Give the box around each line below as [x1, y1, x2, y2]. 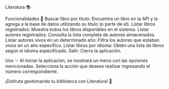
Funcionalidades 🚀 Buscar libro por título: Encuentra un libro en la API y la [5, 16, 158, 22]
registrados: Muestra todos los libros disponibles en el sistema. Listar [5, 27, 149, 32]
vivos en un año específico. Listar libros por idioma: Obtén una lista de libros [5, 42, 164, 48]
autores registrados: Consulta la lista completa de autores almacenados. [5, 32, 155, 38]
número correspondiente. [5, 68, 59, 74]
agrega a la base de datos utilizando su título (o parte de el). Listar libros [5, 21, 156, 27]
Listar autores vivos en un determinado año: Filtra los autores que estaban [5, 37, 160, 43]
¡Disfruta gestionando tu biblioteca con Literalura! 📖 [5, 78, 112, 84]
